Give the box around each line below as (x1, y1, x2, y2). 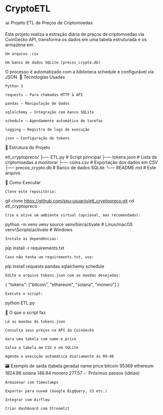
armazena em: (5, 42, 35, 48)
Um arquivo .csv (5, 51, 39, 56)
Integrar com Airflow (5, 397, 50, 402)
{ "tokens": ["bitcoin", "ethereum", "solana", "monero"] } (5, 281, 120, 287)
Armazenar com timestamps (5, 380, 58, 385)
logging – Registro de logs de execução (5, 127, 90, 132)
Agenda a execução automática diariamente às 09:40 (5, 353, 114, 359)
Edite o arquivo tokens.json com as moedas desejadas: (5, 273, 121, 278)
